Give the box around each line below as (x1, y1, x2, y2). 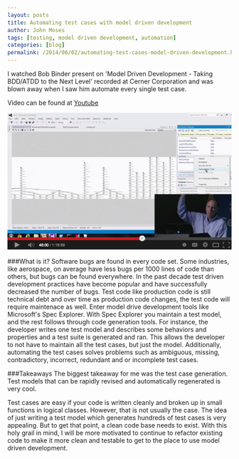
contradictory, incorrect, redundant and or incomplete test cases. (7, 356, 199, 364)
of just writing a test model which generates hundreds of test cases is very (7, 413, 226, 422)
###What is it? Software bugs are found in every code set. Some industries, (7, 257, 230, 266)
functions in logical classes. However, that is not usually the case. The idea (7, 406, 228, 415)
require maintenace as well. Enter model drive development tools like (7, 303, 209, 311)
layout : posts (7, 11, 50, 19)
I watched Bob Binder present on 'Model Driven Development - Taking (7, 70, 213, 78)
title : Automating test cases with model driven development (7, 19, 193, 26)
